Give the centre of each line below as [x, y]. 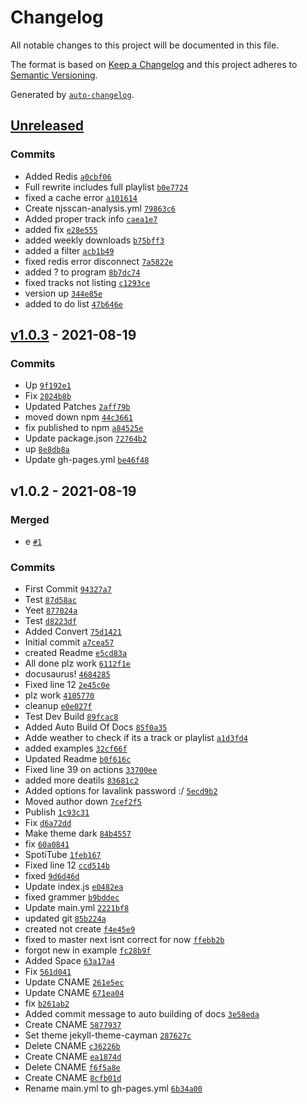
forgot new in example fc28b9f [88, 950]
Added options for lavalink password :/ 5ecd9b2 [121, 791]
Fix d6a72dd [48, 823]
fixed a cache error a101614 [81, 197]
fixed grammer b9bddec [72, 897]
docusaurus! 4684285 [67, 674]
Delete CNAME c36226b [72, 1046]
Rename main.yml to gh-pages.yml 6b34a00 [113, 1088]
